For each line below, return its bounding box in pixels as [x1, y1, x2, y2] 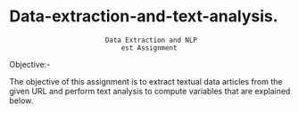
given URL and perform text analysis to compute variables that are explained [9, 85, 291, 96]
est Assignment [120, 43, 178, 52]
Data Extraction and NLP [104, 36, 198, 44]
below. [9, 95, 34, 106]
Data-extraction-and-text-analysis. [9, 6, 278, 27]
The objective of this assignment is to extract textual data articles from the [9, 76, 283, 86]
